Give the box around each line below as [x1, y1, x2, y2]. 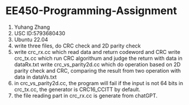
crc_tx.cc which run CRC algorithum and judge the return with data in [14, 55, 183, 62]
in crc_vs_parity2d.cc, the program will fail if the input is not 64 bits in [14, 79, 184, 86]
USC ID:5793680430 [14, 29, 66, 36]
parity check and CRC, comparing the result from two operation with [14, 67, 181, 74]
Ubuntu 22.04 [14, 36, 48, 43]
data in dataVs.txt [14, 73, 57, 80]
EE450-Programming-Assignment [5, 4, 177, 18]
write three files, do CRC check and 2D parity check [14, 42, 141, 49]
